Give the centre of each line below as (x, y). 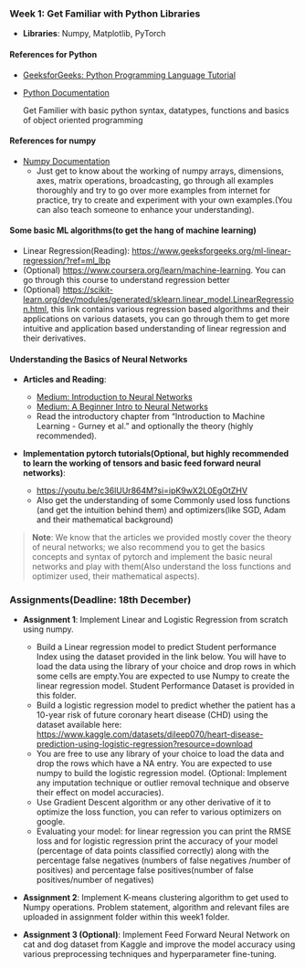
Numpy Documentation (66, 161)
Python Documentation (66, 92)
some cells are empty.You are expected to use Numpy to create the (163, 676)
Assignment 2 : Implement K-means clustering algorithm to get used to (156, 898)
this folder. (56, 696)
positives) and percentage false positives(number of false (145, 870)
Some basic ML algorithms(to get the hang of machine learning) (133, 230)
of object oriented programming (83, 120)
